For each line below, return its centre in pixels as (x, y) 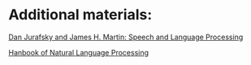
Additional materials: (80, 15)
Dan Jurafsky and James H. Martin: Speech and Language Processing (126, 37)
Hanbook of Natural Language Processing (78, 52)
